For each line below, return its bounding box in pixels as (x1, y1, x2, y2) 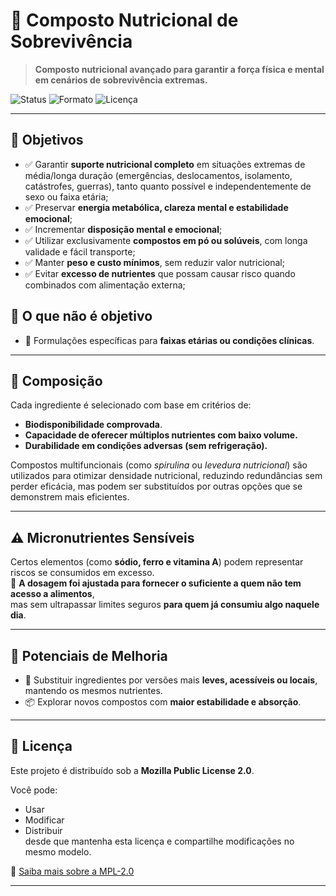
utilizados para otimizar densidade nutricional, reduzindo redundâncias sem (10, 470, 323, 482)
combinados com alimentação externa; (24, 279, 186, 291)
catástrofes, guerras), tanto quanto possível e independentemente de (24, 180, 312, 192)
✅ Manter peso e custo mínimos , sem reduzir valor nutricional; (24, 256, 285, 268)
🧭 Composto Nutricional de (10, 9, 239, 32)
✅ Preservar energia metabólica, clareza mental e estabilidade (24, 201, 289, 213)
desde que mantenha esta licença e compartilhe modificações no (24, 835, 295, 847)
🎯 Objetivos (10, 132, 84, 149)
